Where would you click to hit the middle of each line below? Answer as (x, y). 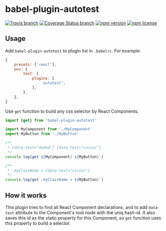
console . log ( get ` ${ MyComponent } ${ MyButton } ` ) (54, 157)
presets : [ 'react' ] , (35, 64)
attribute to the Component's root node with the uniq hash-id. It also (85, 213)
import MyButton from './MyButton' (42, 134)
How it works (26, 195)
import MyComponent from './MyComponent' (49, 129)
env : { (21, 69)
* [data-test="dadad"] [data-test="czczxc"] (54, 148)
